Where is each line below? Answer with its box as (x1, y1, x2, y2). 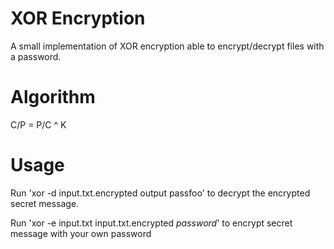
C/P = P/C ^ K (10, 118, 67, 131)
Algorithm (10, 86, 96, 109)
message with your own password (10, 227, 152, 239)
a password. (10, 50, 62, 62)
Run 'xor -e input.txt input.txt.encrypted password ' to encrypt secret (10, 217, 293, 229)
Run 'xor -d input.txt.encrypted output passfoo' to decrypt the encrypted (10, 187, 311, 199)
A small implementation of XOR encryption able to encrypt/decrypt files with (10, 40, 325, 52)
